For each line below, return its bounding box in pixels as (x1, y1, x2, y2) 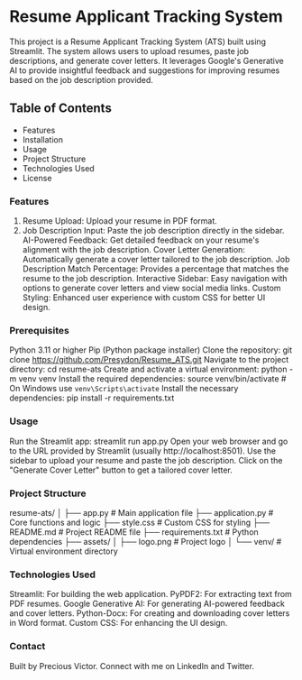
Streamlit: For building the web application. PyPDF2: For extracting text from (9, 589, 293, 600)
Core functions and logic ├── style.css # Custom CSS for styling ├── (9, 517, 270, 528)
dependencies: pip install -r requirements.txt (9, 392, 175, 403)
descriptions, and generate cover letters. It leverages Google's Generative (9, 55, 284, 66)
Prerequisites (9, 324, 69, 336)
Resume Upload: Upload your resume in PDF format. (22, 216, 218, 226)
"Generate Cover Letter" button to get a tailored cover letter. (9, 464, 233, 475)
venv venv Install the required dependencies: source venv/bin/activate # (18, 373, 287, 384)
